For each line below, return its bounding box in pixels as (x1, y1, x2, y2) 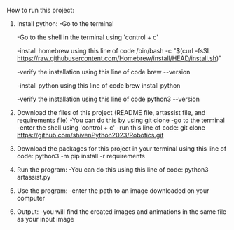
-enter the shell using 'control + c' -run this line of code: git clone (16, 123, 206, 132)
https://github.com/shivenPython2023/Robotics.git (16, 131, 164, 139)
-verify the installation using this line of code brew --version (16, 68, 191, 76)
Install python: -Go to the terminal (16, 20, 114, 27)
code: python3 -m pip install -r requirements (16, 152, 145, 160)
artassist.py (16, 173, 50, 181)
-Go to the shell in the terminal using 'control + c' (16, 33, 159, 41)
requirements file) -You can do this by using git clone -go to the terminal (16, 116, 225, 124)
